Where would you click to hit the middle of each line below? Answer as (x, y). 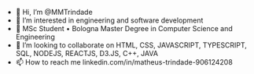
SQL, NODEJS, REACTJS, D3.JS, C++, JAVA (87, 53)
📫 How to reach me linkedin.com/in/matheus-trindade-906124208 (124, 62)
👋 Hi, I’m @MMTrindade (54, 12)
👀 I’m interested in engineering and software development (109, 20)
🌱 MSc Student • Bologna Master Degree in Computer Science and (124, 28)
